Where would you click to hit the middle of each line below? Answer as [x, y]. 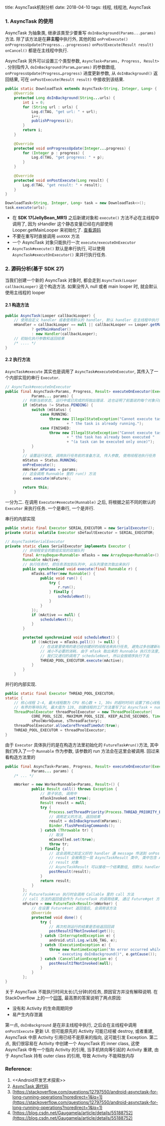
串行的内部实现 [20, 519]
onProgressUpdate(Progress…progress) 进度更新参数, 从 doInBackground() [79, 73]
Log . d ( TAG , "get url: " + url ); [64, 112]
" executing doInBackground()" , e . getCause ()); [107, 954]
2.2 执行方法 [18, 359]
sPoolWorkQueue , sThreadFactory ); [67, 721]
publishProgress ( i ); [52, 121]
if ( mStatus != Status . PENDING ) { [58, 405]
